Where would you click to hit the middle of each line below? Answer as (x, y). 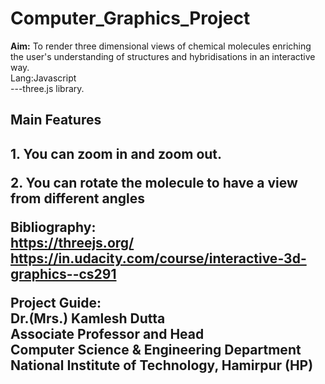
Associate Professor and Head (107, 333)
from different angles (78, 198)
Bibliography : (53, 227)
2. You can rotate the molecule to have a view (154, 182)
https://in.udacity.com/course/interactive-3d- (158, 258)
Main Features (56, 120)
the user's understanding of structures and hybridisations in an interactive (163, 56)
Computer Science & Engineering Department (156, 349)
